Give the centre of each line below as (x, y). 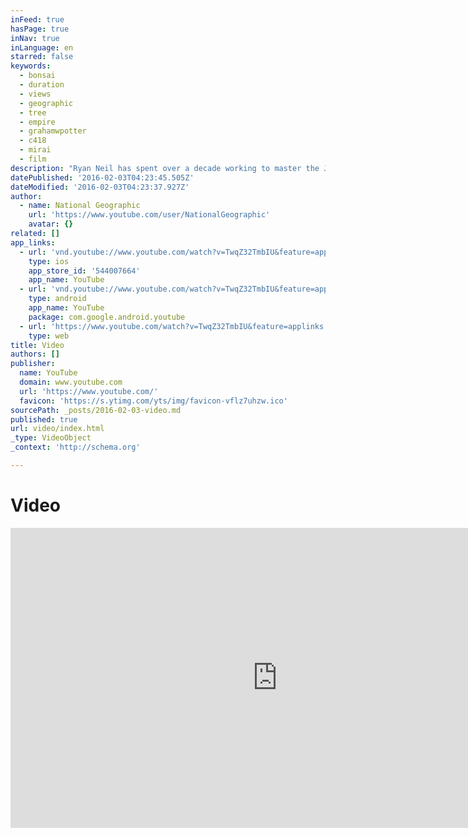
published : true (44, 419)
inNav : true (35, 38)
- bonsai (37, 76)
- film (33, 159)
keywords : (31, 66)
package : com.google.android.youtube (107, 317)
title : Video (37, 345)
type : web (49, 336)
